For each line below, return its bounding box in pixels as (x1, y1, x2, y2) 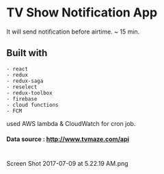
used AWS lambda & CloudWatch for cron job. (6, 119, 136, 127)
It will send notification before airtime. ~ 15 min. (6, 27, 140, 36)
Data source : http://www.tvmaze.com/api (6, 135, 130, 143)
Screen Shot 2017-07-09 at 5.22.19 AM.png (6, 159, 128, 167)
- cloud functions (6, 101, 59, 108)
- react (6, 65, 29, 73)
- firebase (6, 95, 38, 102)
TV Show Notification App (6, 5, 158, 21)
